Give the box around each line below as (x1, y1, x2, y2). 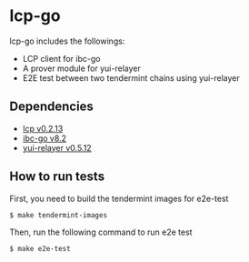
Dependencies (9, 99, 94, 115)
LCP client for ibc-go (22, 53, 101, 64)
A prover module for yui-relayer (22, 63, 141, 74)
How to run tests (9, 169, 105, 185)
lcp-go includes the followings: (9, 35, 125, 46)
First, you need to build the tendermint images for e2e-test (9, 193, 229, 204)
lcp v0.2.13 (22, 123, 64, 134)
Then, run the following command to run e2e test (9, 227, 193, 237)
